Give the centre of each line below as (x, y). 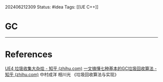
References (29, 55)
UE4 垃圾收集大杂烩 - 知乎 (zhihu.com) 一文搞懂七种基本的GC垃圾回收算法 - (81, 68)
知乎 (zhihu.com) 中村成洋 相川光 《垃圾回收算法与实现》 (62, 74)
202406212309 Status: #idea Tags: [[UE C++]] (52, 7)
